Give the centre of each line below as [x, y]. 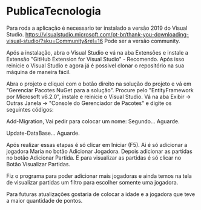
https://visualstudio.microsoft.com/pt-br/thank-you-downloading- [107, 34]
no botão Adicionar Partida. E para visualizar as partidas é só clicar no [94, 157]
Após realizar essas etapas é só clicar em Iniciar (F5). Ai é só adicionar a [97, 144]
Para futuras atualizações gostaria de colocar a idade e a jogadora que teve [101, 194]
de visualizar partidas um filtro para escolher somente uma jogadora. [92, 182]
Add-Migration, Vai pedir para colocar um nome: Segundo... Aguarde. [93, 121]
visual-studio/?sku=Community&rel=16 [55, 41]
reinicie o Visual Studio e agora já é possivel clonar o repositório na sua [95, 66]
